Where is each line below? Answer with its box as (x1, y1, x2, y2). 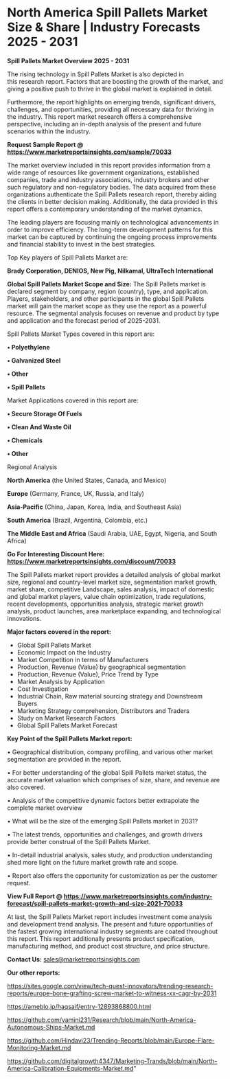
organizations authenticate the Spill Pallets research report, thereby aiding (7, 190, 217, 198)
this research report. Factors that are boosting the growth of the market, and (7, 77, 223, 85)
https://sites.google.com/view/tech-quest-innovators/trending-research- (7, 981, 214, 990)
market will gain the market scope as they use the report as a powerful (7, 302, 207, 310)
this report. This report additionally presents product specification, (7, 934, 196, 942)
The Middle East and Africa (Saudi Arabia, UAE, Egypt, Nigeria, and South (7, 529, 218, 537)
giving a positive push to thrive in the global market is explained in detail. (7, 84, 213, 93)
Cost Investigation (16, 685, 69, 693)
